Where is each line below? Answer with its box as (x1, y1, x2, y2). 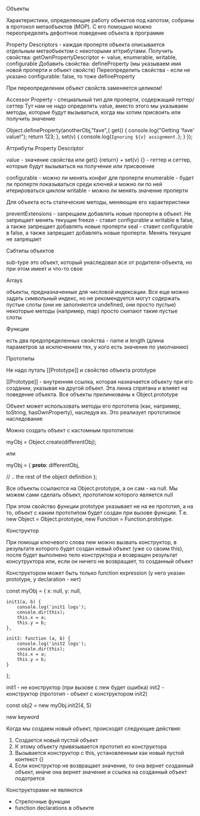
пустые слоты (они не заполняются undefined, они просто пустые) (6, 301, 176, 308)
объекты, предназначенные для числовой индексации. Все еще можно (6, 289, 189, 295)
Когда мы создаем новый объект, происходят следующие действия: (6, 725, 181, 732)
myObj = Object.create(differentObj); (6, 438, 97, 445)
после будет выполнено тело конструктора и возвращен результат (6, 551, 178, 559)
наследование (6, 415, 43, 422)
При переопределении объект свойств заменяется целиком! (6, 84, 162, 92)
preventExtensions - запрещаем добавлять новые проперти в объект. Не (6, 210, 192, 217)
